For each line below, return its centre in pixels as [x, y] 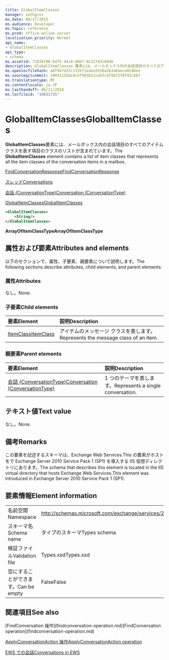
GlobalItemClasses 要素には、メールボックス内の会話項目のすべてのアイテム [84, 145]
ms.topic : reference [27, 29]
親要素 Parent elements [33, 354]
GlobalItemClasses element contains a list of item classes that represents [82, 156]
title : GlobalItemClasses [32, 10]
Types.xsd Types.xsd [65, 555]
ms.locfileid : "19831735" [32, 94]
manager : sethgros [24, 15]
